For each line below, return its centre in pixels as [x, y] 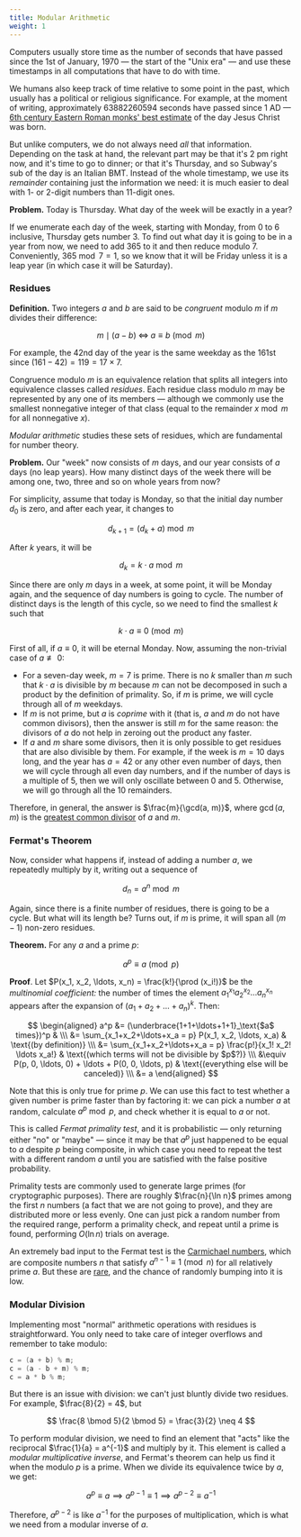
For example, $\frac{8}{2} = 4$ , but [75, 1404]
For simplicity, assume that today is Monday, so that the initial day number [146, 499]
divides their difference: [53, 317]
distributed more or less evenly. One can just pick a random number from [145, 1214]
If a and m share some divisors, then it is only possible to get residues [151, 742]
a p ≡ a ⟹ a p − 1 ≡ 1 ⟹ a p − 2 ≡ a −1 [151, 1495]
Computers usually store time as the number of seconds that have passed [146, 51]
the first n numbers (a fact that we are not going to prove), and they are [141, 1205]
